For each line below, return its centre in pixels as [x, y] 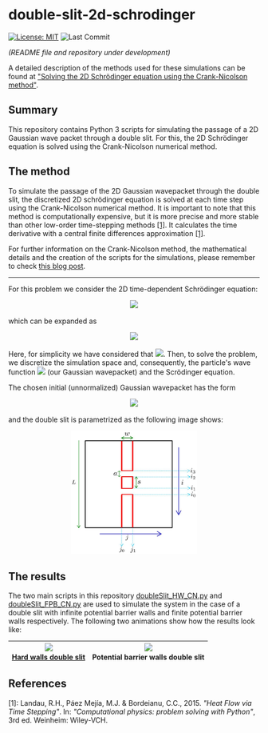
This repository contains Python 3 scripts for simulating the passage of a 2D [134, 129]
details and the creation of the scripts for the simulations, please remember [132, 257]
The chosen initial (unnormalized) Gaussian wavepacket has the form [122, 387]
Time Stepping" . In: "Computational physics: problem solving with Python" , [132, 711]
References [37, 684]
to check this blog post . [47, 266]
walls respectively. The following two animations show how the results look [132, 621]
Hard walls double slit [49, 657]
